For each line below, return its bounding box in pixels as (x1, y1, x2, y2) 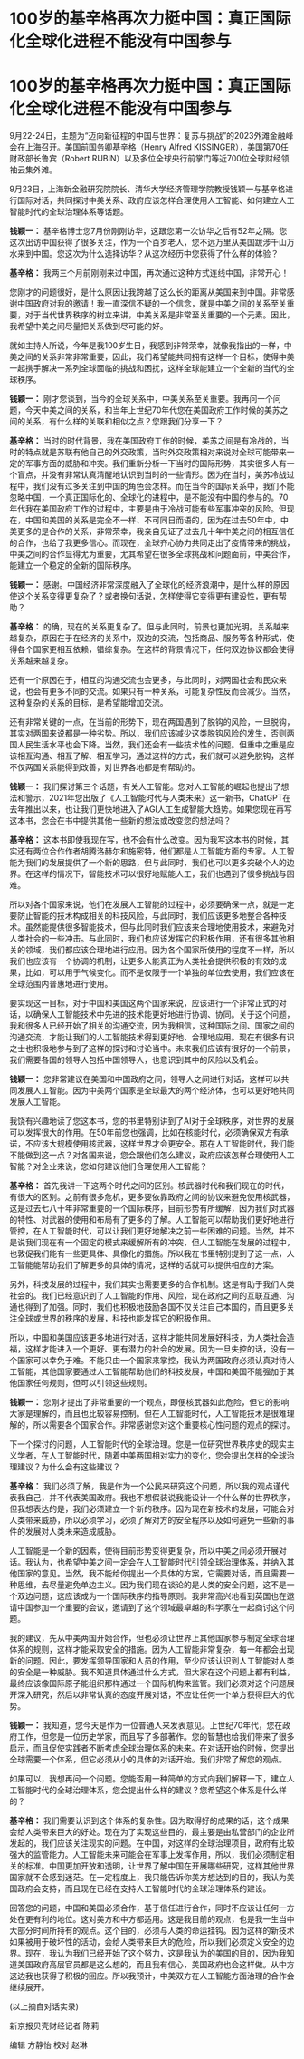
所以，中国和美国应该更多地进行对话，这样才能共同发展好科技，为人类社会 (9, 1332, 287, 1343)
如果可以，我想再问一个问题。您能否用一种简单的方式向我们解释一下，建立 (9, 1773, 287, 1784)
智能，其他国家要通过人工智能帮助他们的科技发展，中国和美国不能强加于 (16, 1366, 287, 1377)
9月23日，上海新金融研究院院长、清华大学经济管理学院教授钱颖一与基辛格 (9, 183, 286, 195)
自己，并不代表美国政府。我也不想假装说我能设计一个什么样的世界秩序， (24, 1492, 295, 1503)
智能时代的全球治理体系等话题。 (9, 206, 128, 218)
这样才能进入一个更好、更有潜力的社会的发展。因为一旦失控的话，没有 (24, 1343, 287, 1354)
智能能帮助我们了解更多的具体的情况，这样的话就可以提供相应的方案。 (16, 1260, 279, 1271)
